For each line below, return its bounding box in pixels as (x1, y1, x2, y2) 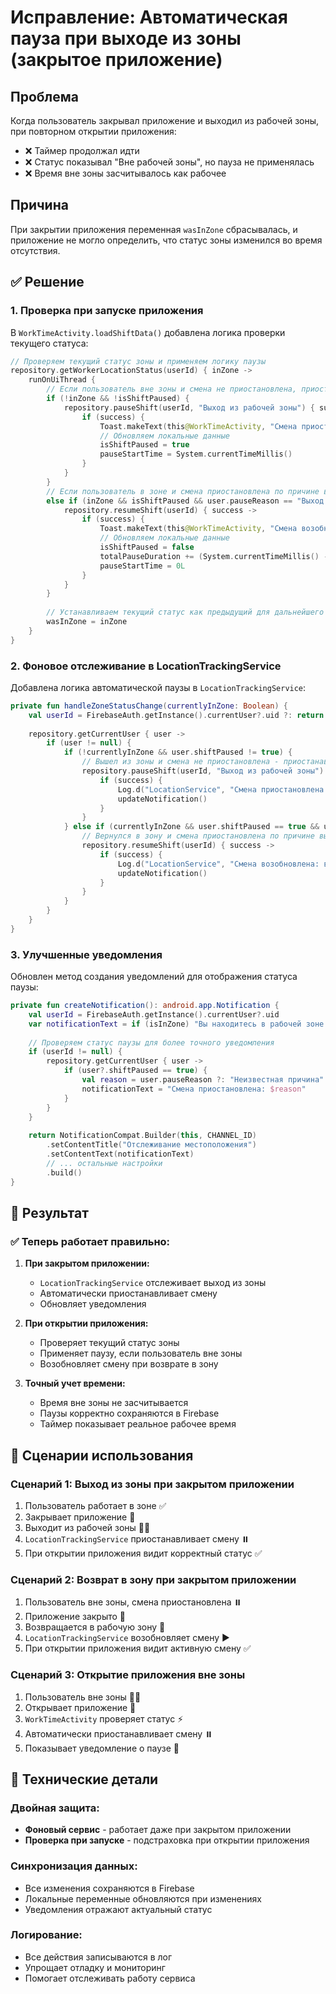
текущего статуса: (10, 337, 89, 349)
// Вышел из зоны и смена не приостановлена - (81, 757, 280, 767)
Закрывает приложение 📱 (24, 1511, 136, 1523)
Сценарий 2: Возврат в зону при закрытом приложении (10, 1572, 297, 1586)
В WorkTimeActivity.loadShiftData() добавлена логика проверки (10, 326, 286, 338)
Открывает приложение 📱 (24, 1701, 137, 1713)
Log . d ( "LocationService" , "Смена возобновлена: (117, 859, 320, 869)
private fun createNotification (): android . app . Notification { (10, 1001, 280, 1011)
